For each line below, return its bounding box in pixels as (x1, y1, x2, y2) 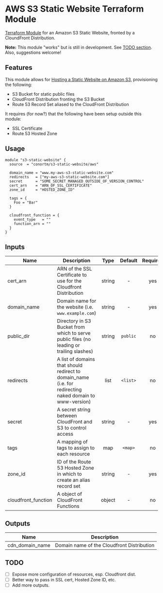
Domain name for (57, 298, 97, 305)
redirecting (57, 386, 82, 393)
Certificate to (57, 271, 87, 278)
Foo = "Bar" (14, 200, 38, 205)
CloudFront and (57, 419, 93, 425)
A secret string (57, 407, 91, 413)
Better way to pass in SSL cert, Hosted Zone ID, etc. (12, 577, 116, 583)
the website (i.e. (57, 304, 94, 310)
